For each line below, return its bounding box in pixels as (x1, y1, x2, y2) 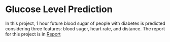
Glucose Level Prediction (5, 4, 113, 15)
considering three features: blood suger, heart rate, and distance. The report (5, 25, 165, 31)
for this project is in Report (5, 31, 61, 37)
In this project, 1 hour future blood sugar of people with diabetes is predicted (5, 20, 165, 26)
